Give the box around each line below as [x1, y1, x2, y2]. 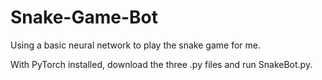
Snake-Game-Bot [10, 6, 158, 29]
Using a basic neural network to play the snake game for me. [10, 39, 261, 51]
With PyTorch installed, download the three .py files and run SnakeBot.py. [10, 58, 313, 70]
